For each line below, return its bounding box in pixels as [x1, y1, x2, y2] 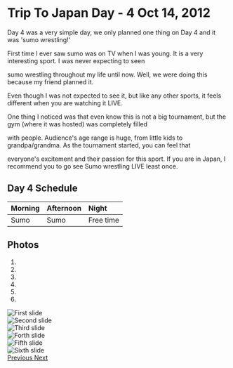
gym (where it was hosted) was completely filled [7, 119, 148, 128]
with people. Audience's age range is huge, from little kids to [7, 133, 183, 142]
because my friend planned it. [7, 77, 94, 86]
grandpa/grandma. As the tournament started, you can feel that [7, 140, 191, 149]
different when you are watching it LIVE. [7, 98, 123, 107]
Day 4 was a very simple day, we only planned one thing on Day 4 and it [7, 28, 216, 37]
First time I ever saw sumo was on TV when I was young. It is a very [7, 49, 204, 58]
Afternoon [46, 203, 82, 213]
